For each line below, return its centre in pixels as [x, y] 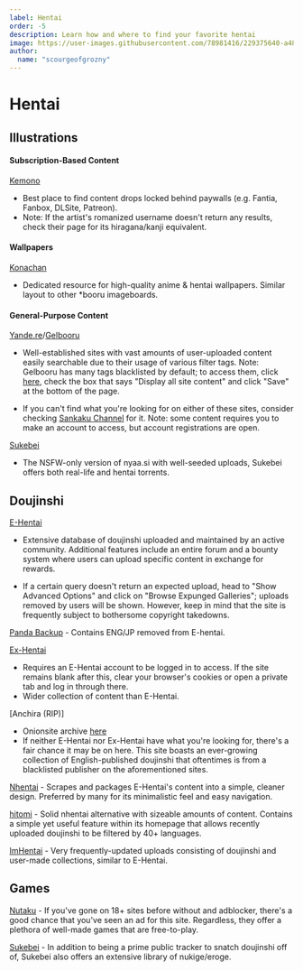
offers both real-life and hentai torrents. [96, 472]
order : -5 [28, 26]
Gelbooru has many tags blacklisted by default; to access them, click [150, 372]
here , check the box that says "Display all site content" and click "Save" [156, 382]
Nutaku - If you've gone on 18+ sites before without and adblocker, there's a [151, 910]
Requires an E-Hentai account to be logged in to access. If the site [145, 667]
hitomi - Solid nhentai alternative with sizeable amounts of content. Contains [151, 814]
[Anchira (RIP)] [37, 713]
